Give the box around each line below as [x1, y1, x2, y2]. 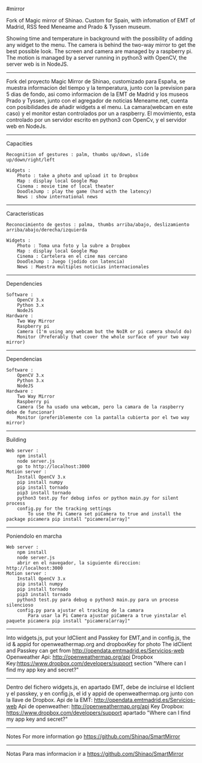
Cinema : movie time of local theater [17, 183, 114, 189]
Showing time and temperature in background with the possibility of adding [6, 35, 193, 42]
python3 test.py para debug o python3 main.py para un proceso [17, 597, 179, 603]
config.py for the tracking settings [17, 506, 112, 512]
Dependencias [6, 356, 42, 362]
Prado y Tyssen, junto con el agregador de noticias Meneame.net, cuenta [6, 97, 188, 104]
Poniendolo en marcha [6, 533, 62, 539]
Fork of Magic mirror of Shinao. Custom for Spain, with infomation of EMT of [6, 17, 195, 24]
